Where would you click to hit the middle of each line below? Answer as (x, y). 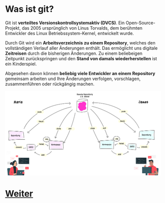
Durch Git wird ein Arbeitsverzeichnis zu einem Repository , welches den (80, 42)
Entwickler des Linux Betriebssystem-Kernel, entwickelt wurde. (70, 33)
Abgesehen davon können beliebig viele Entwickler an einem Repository (80, 73)
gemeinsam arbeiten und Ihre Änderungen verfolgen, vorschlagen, (73, 79)
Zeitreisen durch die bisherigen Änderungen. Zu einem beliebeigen (74, 53)
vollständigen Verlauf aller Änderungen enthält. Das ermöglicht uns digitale (82, 48)
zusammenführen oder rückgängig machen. (50, 84)
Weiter (19, 194)
